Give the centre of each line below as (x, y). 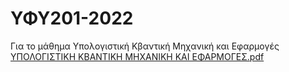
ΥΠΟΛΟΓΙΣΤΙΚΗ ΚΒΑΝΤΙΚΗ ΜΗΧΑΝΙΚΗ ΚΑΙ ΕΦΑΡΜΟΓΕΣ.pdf (137, 56)
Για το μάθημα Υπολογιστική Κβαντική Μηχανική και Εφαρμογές (145, 46)
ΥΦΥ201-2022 (72, 18)
